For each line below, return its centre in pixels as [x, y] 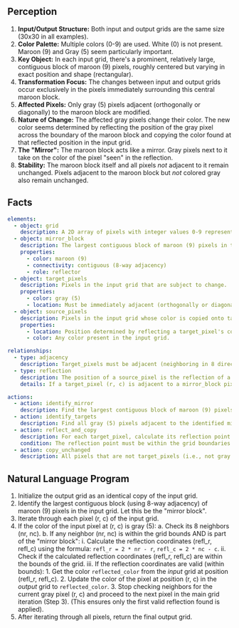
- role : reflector [53, 272]
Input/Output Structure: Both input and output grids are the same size [121, 28]
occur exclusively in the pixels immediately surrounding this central [116, 89]
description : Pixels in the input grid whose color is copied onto [122, 318]
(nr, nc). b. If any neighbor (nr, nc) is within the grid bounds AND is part [122, 534]
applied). [31, 609]
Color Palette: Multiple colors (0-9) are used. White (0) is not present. [120, 44]
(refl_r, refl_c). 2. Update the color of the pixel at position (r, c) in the [117, 579]
